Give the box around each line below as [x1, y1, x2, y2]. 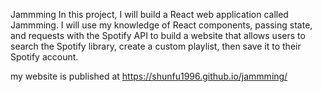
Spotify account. [10, 51, 79, 63]
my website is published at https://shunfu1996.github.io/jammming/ [10, 70, 288, 82]
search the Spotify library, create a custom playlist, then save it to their [10, 40, 302, 52]
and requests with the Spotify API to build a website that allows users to [10, 30, 306, 41]
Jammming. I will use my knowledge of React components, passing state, [10, 19, 313, 31]
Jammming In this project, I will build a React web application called [10, 9, 289, 20]
